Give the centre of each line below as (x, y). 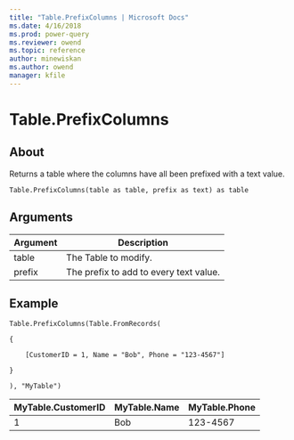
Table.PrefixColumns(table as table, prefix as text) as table (129, 190)
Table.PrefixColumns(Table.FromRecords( (86, 324)
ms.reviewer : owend (45, 42)
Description (143, 242)
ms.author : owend (41, 68)
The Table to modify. (110, 257)
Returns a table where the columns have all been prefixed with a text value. (147, 174)
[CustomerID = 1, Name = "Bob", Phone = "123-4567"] (125, 355)
